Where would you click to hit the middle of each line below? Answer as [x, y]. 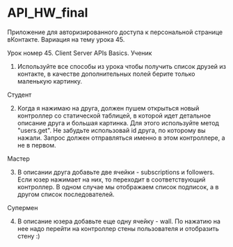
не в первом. [37, 145]
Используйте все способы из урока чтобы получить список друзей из [121, 66]
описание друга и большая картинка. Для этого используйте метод [118, 122]
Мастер [18, 159]
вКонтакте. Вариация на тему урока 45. [66, 39]
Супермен [23, 207]
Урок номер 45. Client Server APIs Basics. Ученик [80, 53]
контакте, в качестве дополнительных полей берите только [106, 74]
